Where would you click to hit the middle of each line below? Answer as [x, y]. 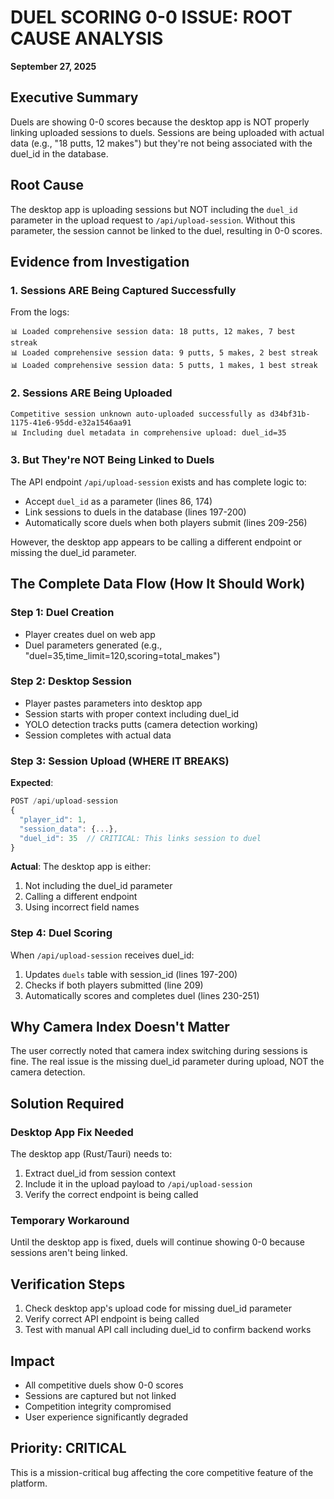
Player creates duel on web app [90, 634]
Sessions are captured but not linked [100, 1396]
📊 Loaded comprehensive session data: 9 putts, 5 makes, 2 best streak [164, 353]
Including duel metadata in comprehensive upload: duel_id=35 [154, 432]
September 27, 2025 [53, 66]
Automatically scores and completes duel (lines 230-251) [142, 995]
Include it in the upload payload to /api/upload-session [138, 1184]
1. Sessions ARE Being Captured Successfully [123, 290]
